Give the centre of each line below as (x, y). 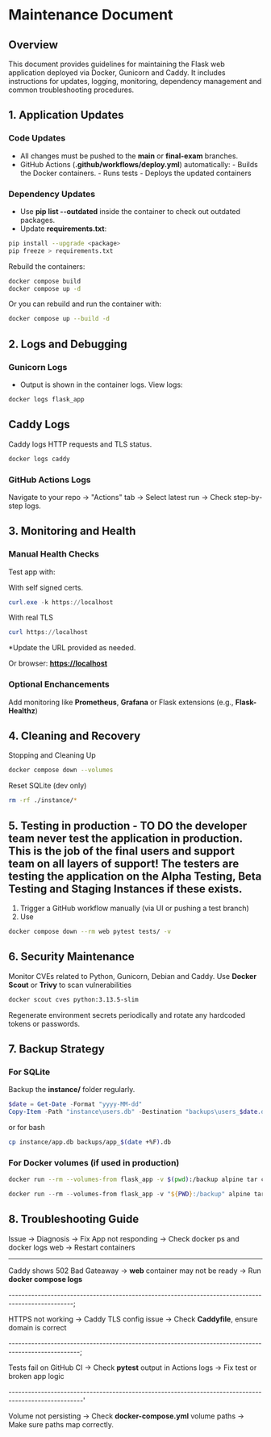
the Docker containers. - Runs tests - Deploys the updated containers (135, 173)
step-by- (248, 497)
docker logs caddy (39, 459)
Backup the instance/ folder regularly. (72, 1090)
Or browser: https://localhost (58, 663)
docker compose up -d (45, 288)
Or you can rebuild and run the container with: (85, 304)
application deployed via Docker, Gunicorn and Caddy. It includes (117, 73)
